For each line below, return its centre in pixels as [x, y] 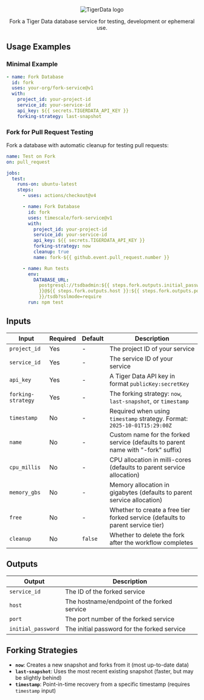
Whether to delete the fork [147, 535]
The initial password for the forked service [125, 629]
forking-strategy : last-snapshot [59, 116]
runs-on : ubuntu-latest [47, 184]
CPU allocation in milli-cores [151, 460]
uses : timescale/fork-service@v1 [70, 218]
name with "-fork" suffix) [146, 449]
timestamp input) [36, 691]
